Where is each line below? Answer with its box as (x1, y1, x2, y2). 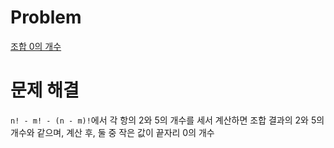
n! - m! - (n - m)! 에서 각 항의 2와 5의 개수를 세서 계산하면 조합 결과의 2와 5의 (10, 114, 325, 126)
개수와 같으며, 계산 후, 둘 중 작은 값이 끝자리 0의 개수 (10, 126, 215, 138)
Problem (10, 6, 82, 29)
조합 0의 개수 (10, 40, 62, 52)
